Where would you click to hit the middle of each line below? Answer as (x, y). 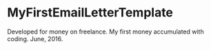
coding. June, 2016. (35, 38)
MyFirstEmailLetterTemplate (90, 13)
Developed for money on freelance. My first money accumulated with (106, 32)
